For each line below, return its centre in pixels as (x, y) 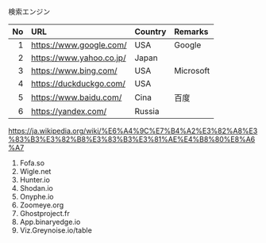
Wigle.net (35, 171)
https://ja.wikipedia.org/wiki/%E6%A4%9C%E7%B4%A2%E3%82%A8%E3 (133, 131)
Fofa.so (32, 163)
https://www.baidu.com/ (77, 97)
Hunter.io (35, 180)
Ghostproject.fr (44, 213)
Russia (147, 111)
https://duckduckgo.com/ (78, 84)
